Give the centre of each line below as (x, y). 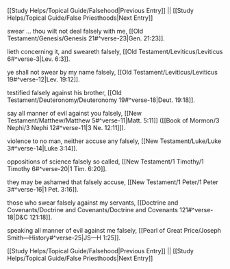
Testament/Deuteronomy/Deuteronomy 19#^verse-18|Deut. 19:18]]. (101, 100)
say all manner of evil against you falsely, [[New (75, 113)
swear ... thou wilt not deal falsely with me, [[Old (75, 31)
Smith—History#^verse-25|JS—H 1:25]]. (64, 238)
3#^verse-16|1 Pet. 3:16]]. (43, 189)
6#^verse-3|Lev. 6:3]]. (39, 59)
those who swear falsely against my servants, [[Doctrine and (93, 203)
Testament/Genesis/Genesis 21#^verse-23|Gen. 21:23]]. (86, 38)
